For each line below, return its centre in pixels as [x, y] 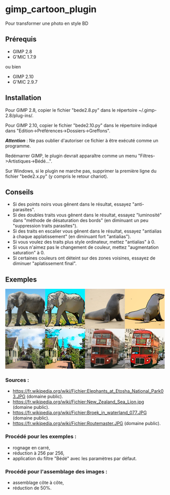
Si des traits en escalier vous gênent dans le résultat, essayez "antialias [87, 231]
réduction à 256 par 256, [38, 453]
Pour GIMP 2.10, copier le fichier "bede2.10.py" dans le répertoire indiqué [81, 125]
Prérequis [21, 39]
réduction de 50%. [32, 488]
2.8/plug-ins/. [19, 116]
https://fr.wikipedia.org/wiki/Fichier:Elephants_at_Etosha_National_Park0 [88, 391]
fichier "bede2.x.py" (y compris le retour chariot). [57, 176]
